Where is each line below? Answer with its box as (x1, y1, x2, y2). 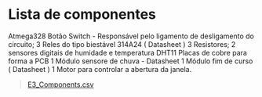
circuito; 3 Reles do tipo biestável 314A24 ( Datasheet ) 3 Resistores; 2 (8, 39, 236, 48)
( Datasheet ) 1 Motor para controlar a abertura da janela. (8, 64, 192, 74)
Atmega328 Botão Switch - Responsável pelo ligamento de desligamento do (8, 31, 255, 41)
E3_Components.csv (27, 80, 94, 89)
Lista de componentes (8, 5, 157, 23)
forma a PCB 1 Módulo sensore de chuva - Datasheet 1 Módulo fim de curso (8, 56, 253, 66)
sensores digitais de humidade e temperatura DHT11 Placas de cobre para (8, 48, 247, 57)
